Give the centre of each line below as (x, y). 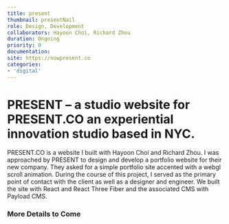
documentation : (29, 52)
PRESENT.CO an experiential (90, 119)
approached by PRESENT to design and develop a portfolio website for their (115, 160)
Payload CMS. (27, 197)
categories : (24, 64)
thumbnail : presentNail (41, 20)
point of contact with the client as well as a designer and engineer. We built (113, 182)
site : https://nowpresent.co (49, 58)
